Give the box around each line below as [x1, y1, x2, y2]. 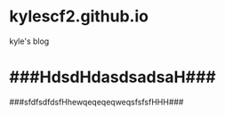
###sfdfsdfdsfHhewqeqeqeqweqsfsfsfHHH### [9, 96, 184, 107]
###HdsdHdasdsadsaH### [9, 67, 216, 87]
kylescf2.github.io [9, 6, 149, 27]
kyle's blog [9, 36, 50, 46]
